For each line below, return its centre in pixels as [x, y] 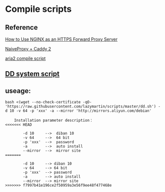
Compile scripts [38, 9]
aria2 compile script [26, 58]
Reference [22, 27]
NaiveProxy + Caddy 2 [28, 49]
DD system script [32, 74]
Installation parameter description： [54, 120]
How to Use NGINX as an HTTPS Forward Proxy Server [61, 39]
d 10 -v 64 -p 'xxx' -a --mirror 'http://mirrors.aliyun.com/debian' [79, 111]
